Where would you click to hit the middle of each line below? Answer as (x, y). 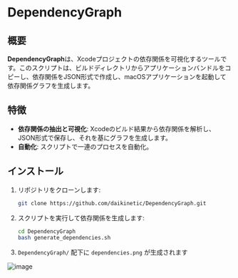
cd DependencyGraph (47, 231)
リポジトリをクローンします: (59, 190)
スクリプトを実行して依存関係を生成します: (81, 217)
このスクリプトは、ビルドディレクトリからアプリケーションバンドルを (122, 68)
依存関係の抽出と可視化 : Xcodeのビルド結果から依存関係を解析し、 (117, 128)
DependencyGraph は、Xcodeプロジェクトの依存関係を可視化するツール (114, 59)
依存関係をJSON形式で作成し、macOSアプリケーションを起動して (129, 77)
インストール (36, 171)
